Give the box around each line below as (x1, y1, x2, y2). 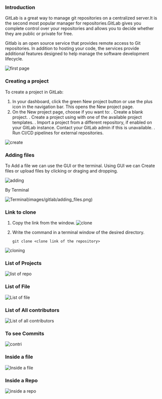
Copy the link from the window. (12, 220, 75, 226)
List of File (5, 283, 30, 290)
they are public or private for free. (5, 31, 73, 37)
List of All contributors (5, 307, 60, 313)
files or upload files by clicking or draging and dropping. (5, 168, 118, 173)
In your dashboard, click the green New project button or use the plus (12, 98, 153, 104)
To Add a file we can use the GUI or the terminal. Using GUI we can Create (5, 163, 155, 169)
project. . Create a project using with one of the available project (12, 114, 142, 120)
